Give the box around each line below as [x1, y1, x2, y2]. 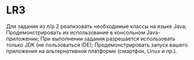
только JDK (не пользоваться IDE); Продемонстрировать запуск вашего [6, 41, 188, 48]
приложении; [6, 35, 39, 42]
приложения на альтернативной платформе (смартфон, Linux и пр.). [6, 47, 178, 54]
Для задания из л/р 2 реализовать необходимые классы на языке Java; [6, 23, 187, 30]
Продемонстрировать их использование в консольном [6, 29, 145, 36]
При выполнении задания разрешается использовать [40, 35, 176, 42]
